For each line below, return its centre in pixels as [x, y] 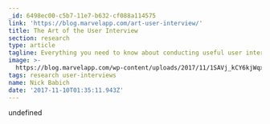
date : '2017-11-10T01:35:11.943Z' [66, 90]
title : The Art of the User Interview [73, 30]
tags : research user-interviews [62, 75]
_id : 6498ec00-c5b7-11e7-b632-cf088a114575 [82, 16]
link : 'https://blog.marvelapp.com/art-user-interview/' [106, 23]
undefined [25, 113]
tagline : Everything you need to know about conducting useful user [125, 53]
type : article [32, 46]
